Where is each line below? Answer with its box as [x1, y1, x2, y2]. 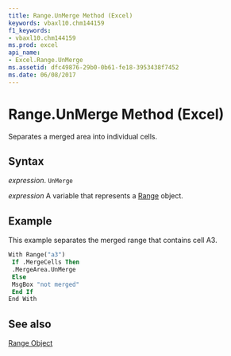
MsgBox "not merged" [11, 280, 80, 288]
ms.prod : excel [8, 41, 59, 49]
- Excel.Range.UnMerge [8, 57, 83, 65]
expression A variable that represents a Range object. [8, 191, 184, 201]
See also [8, 317, 52, 331]
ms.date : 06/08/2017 [8, 71, 77, 79]
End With [8, 295, 37, 303]
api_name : [8, 49, 41, 57]
